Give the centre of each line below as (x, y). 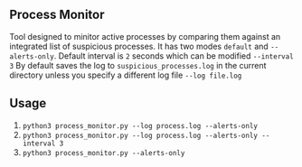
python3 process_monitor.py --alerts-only (104, 153)
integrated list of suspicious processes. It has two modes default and (139, 46)
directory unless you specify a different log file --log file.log (126, 75)
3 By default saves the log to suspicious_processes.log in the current (138, 65)
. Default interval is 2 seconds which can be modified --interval (174, 56)
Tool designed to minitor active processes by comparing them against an (145, 36)
